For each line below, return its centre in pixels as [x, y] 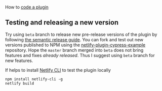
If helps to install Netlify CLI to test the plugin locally [58, 70]
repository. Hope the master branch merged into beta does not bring [74, 50]
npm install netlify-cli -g [34, 79]
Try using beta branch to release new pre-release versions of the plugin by [81, 34]
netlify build [20, 83]
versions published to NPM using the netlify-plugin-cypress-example [75, 45]
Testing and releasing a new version [62, 22]
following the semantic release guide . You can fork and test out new [74, 39]
